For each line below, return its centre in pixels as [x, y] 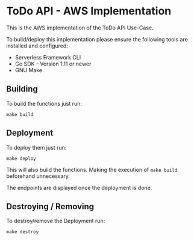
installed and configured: [37, 46]
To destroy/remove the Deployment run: [56, 221]
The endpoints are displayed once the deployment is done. [79, 188]
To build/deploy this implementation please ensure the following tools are [97, 39]
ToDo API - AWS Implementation [89, 11]
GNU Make [29, 70]
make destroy [23, 232]
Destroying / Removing [50, 206]
